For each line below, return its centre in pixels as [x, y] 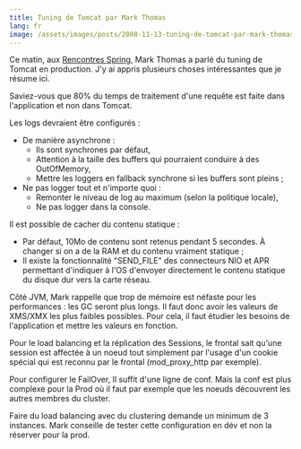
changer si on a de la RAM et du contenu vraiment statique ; [133, 251]
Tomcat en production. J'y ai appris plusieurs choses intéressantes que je [146, 69]
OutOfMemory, [63, 169]
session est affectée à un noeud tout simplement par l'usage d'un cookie [144, 353]
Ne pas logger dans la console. [93, 207]
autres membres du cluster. [60, 399]
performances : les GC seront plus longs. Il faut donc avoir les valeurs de [144, 307]
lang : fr [26, 26]
